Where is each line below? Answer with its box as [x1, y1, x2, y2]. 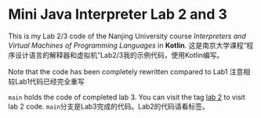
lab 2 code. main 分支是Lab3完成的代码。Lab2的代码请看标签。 [8, 102, 209, 111]
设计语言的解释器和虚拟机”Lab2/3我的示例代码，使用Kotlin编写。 [14, 50, 224, 59]
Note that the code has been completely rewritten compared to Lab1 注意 [8, 66, 244, 76]
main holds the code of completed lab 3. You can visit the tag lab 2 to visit [8, 92, 245, 102]
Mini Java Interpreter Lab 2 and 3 [8, 5, 227, 23]
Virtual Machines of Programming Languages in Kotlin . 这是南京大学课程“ [8, 41, 247, 50]
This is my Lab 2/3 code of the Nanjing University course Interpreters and [8, 31, 247, 41]
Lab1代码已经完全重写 [14, 77, 85, 86]
